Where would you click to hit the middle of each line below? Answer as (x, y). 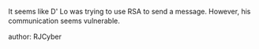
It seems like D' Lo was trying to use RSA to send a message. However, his (129, 11)
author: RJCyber (35, 36)
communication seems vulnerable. (64, 21)
